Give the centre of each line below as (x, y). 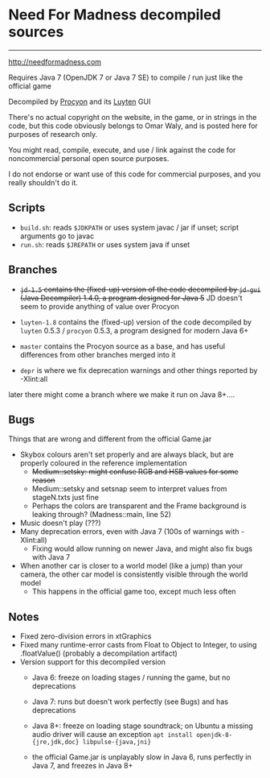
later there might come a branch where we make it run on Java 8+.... (122, 394)
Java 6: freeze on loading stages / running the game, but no (131, 677)
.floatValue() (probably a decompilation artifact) (99, 653)
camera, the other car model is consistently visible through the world (134, 574)
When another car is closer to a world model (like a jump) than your (131, 566)
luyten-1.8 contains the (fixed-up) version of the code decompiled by (135, 322)
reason (43, 480)
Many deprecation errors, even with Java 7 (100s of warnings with (129, 532)
